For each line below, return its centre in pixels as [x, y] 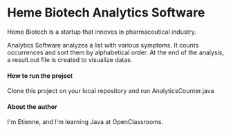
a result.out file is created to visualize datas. [70, 59]
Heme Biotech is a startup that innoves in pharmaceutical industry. [102, 32]
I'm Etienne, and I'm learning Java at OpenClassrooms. [85, 122]
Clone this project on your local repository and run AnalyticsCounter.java [111, 91]
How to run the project [40, 75]
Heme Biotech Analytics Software [106, 13]
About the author [32, 106]
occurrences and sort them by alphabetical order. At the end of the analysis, [116, 52]
